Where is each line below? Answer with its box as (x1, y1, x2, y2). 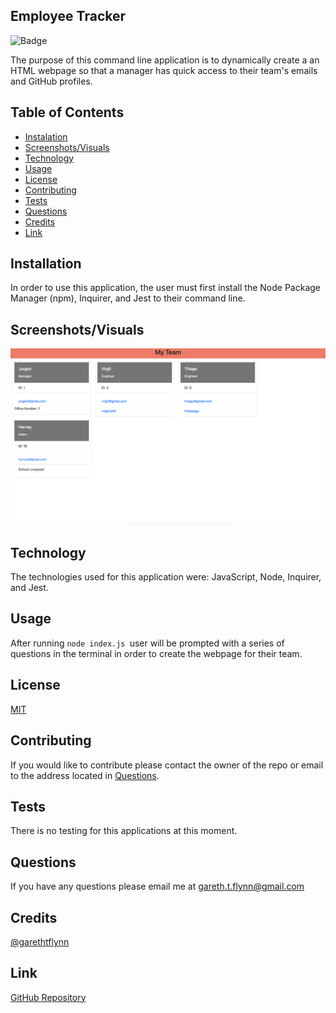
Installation (10, 255, 82, 273)
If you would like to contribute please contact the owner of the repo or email (10, 759, 324, 771)
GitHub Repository (10, 991, 87, 1003)
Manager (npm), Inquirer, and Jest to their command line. (10, 292, 246, 304)
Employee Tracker (10, 8, 127, 25)
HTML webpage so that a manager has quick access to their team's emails (10, 64, 318, 76)
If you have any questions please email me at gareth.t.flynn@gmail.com (10, 880, 305, 893)
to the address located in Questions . (10, 769, 160, 781)
